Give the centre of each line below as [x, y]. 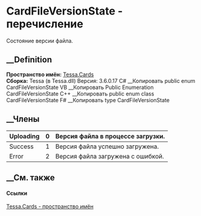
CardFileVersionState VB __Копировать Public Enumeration [80, 87]
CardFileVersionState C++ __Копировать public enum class [80, 93]
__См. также [31, 178]
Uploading [24, 136]
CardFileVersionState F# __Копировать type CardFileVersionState [88, 100]
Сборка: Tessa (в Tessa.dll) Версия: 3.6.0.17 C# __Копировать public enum [101, 80]
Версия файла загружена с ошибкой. [110, 156]
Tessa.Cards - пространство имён [50, 206]
